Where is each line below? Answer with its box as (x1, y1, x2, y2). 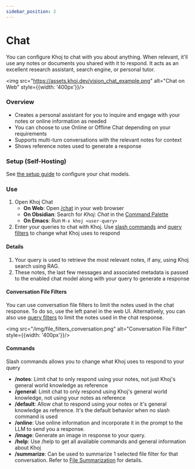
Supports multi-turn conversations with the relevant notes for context (14, 136, 182, 143)
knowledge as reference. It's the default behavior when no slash (14, 407, 170, 414)
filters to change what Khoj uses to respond (14, 230, 120, 237)
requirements (14, 130, 47, 137)
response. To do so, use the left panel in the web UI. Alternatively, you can (6, 308, 186, 315)
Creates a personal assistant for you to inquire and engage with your (14, 111, 180, 118)
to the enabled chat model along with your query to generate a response (14, 275, 190, 282)
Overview (6, 98, 35, 106)
